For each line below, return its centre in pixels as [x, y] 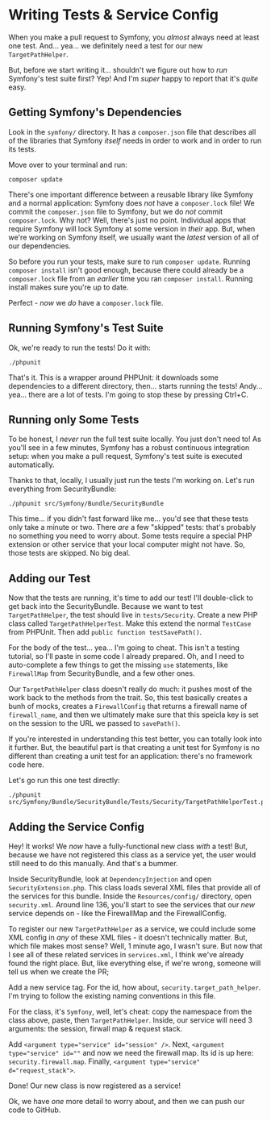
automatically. [31, 465]
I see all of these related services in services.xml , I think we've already [126, 954]
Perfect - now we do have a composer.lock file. [86, 302]
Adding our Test [50, 578]
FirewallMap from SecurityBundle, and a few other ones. [102, 673]
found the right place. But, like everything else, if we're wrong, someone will [135, 963]
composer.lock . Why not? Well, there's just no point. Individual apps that [127, 220]
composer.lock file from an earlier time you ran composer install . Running [131, 278]
